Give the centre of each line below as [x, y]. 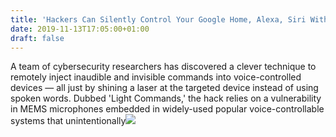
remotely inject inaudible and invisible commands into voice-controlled [156, 77]
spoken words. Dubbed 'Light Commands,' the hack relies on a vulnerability [166, 98]
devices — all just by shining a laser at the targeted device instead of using [164, 88]
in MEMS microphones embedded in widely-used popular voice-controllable [167, 109]
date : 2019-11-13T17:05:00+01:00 [80, 29]
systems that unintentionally [68, 121]
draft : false [37, 38]
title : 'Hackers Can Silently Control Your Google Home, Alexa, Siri [158, 19]
